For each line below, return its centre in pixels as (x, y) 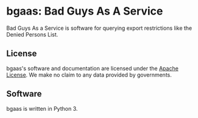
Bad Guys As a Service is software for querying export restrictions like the (99, 28)
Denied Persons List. (32, 34)
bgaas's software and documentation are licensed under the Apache (92, 68)
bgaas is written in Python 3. (42, 108)
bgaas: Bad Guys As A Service (85, 11)
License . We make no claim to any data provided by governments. (89, 75)
